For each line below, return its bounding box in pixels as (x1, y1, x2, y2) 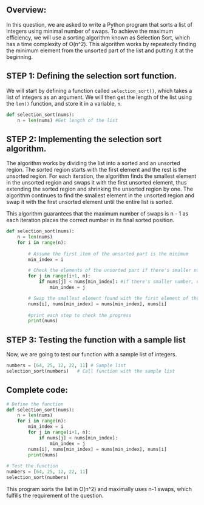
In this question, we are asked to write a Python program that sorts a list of (6, 21, 193, 28)
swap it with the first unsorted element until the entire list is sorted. (6, 198, 174, 206)
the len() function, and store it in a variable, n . (6, 100, 122, 107)
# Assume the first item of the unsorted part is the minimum (28, 251, 189, 257)
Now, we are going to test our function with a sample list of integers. (6, 351, 177, 358)
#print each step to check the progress (28, 312, 132, 318)
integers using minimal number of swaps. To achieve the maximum (6, 27, 174, 35)
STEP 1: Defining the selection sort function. (6, 71, 177, 81)
